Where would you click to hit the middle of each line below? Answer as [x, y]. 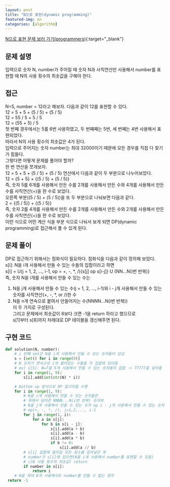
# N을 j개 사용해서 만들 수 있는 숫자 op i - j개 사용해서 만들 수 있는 [89, 405]
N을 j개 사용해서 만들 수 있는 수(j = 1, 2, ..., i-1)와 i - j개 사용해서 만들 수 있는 [87, 288]
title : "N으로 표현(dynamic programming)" [49, 15]
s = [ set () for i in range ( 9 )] [47, 359]
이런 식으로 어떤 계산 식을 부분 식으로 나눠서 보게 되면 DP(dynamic [71, 222]
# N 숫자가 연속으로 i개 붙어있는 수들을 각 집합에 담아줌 [66, 363]
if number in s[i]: [44, 466]
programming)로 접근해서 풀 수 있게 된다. [46, 228]
